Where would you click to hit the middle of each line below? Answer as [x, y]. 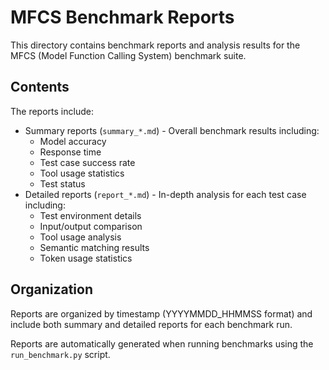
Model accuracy [73, 141]
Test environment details [90, 215]
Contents [40, 87]
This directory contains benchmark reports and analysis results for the [155, 45]
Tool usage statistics [82, 173]
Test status [62, 183]
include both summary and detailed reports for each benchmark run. [151, 324]
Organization [51, 289]
